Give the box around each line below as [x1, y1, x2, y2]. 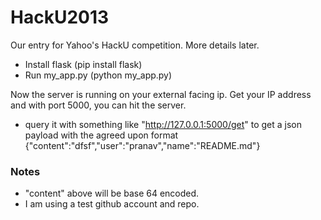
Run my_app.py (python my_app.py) [24, 69, 173, 81]
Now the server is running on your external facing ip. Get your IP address [10, 88, 312, 100]
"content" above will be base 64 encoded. [24, 187, 200, 200]
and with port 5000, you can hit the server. [10, 99, 187, 111]
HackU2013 [10, 6, 110, 29]
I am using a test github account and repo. [24, 198, 200, 210]
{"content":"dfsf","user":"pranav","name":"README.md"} [24, 139, 261, 151]
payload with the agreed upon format [24, 129, 179, 141]
